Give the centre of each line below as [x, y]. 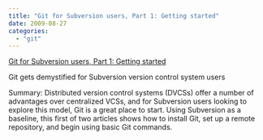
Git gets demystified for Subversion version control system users [117, 77]
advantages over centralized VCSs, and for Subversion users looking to [128, 101]
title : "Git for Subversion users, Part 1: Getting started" [114, 16]
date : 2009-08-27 [38, 23]
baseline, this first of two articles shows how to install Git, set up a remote [132, 119]
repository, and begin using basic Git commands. [91, 127]
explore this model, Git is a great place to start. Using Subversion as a [125, 110]
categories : [28, 31]
